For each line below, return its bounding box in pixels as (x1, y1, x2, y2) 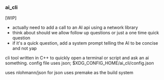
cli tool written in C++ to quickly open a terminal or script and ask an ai (5, 55, 149, 61)
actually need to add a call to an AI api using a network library (12, 25, 138, 30)
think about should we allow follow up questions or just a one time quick (12, 30, 159, 36)
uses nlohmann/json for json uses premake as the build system (5, 70, 133, 76)
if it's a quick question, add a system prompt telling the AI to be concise (12, 40, 158, 46)
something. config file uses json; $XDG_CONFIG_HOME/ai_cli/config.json (5, 60, 154, 66)
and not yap (12, 46, 37, 52)
